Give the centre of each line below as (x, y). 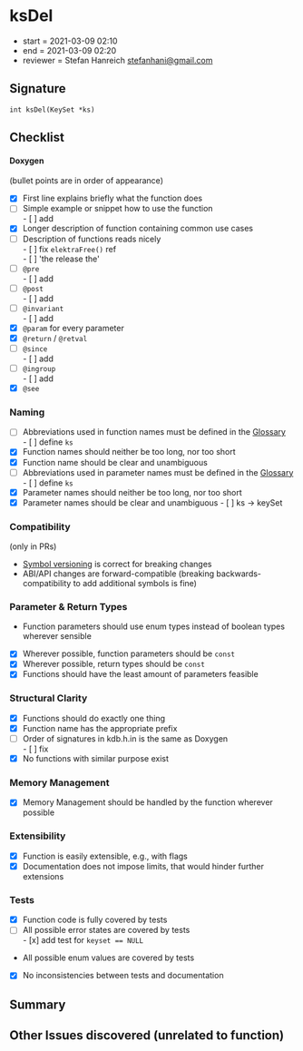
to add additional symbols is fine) (135, 584)
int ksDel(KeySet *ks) (52, 110)
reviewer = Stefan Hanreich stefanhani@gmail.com (117, 60)
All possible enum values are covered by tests (108, 958)
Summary (38, 1004)
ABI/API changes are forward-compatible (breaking (118, 574)
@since (35, 349)
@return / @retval (55, 338)
